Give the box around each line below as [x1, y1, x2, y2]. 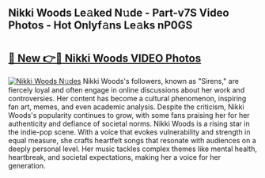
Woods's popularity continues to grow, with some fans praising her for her [8, 111, 251, 119]
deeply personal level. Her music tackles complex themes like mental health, [8, 144, 258, 153]
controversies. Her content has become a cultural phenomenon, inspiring [8, 94, 247, 103]
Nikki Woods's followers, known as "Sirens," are [82, 77, 240, 85]
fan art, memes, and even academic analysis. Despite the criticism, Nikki [8, 102, 244, 112]
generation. [8, 161, 46, 170]
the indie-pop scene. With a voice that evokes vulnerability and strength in [8, 127, 251, 137]
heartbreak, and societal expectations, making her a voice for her [8, 153, 221, 161]
